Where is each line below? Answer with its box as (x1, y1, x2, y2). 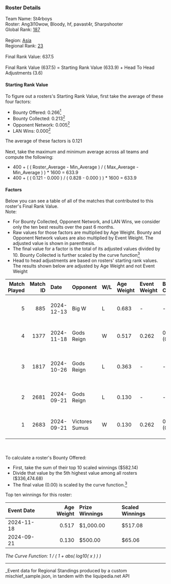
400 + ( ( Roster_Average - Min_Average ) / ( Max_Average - (12, 164, 139, 170)
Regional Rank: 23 (5, 43, 43, 49)
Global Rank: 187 (5, 27, 41, 33)
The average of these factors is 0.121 (5, 138, 82, 144)
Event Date (8, 507, 35, 514)
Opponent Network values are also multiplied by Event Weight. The (12, 235, 154, 241)
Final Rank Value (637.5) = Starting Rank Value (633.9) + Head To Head (5, 64, 155, 70)
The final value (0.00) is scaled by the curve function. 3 (12, 480, 127, 488)
